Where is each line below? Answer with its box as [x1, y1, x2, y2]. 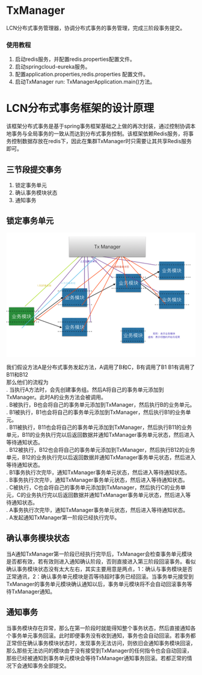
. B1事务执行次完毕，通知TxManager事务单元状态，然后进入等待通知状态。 [6, 469, 191, 476]
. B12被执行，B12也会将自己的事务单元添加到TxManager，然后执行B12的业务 [6, 446, 195, 454]
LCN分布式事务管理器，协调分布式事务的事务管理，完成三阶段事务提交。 [6, 24, 186, 31]
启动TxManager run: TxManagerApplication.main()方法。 [14, 78, 156, 85]
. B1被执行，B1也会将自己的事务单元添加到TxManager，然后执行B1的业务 [6, 408, 186, 416]
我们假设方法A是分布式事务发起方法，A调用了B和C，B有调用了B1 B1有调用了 [6, 363, 195, 371]
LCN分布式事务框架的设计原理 [6, 102, 155, 115]
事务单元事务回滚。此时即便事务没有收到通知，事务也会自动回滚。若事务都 [11, 632, 196, 639]
